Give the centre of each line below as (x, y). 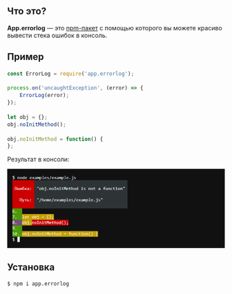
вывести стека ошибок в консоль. (57, 35)
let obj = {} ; (28, 117)
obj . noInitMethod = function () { (55, 139)
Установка (31, 267)
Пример (26, 57)
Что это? (27, 11)
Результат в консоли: (38, 159)
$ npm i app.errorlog (38, 284)
